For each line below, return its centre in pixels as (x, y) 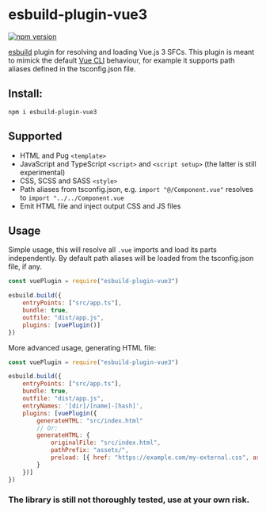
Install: (26, 94)
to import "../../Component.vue (72, 197)
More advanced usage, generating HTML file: (82, 347)
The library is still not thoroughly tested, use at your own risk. (129, 500)
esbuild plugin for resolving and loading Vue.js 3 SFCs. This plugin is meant (131, 52)
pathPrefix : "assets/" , (89, 450)
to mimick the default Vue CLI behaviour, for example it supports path (122, 60)
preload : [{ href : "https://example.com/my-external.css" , (150, 457)
